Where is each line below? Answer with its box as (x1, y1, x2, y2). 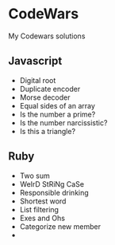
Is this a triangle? (19, 126, 76, 136)
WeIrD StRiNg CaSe (19, 179, 85, 188)
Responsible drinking (19, 188, 89, 197)
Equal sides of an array (19, 101, 95, 110)
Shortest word (19, 196, 67, 206)
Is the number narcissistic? (19, 117, 108, 128)
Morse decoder (19, 93, 71, 102)
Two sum (19, 171, 50, 180)
